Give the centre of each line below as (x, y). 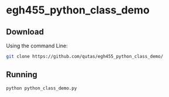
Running (22, 75)
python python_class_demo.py (42, 88)
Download (25, 32)
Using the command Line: (37, 46)
